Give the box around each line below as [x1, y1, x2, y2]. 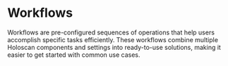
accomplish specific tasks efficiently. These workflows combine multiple [7, 35, 219, 44]
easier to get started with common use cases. [7, 51, 140, 59]
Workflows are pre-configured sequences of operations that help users [7, 28, 215, 37]
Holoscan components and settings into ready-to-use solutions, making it [7, 43, 221, 51]
